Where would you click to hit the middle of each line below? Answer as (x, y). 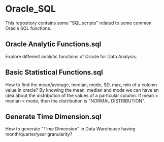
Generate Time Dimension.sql (53, 116)
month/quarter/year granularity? (39, 134)
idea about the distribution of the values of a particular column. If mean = (82, 95)
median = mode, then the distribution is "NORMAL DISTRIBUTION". (75, 101)
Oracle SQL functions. (28, 28)
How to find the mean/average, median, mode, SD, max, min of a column (81, 85)
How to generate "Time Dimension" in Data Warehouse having (70, 129)
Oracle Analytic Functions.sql (53, 44)
